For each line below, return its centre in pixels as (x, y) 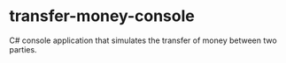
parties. (23, 49)
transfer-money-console (102, 16)
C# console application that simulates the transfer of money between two (143, 40)
